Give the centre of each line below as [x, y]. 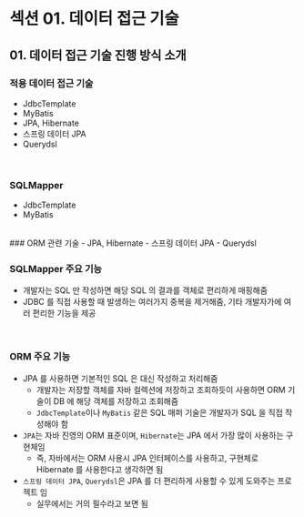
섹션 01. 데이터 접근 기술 [94, 19]
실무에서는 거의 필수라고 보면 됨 [92, 503]
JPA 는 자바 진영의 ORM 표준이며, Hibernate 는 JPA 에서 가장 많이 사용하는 [153, 435]
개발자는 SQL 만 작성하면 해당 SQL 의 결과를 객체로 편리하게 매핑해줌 [145, 290]
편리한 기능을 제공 [64, 313]
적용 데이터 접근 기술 [51, 83]
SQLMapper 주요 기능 [56, 269]
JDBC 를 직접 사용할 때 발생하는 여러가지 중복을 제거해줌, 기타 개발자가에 [152, 302]
